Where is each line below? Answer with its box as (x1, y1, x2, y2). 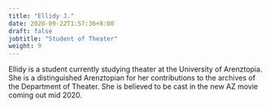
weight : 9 (8, 42, 42, 50)
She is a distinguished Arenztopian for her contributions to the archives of (8, 73, 256, 83)
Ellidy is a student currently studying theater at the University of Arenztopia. (8, 64, 263, 74)
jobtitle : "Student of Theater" (8, 34, 118, 43)
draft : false (8, 27, 53, 35)
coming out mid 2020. (8, 90, 83, 100)
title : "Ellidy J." (8, 11, 75, 20)
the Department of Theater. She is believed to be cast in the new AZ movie (8, 82, 259, 92)
